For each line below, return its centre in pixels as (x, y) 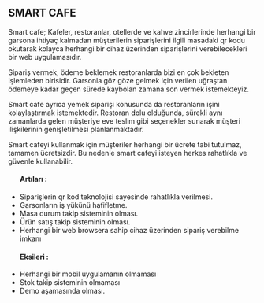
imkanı (30, 238)
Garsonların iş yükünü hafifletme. (73, 205)
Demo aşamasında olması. (62, 291)
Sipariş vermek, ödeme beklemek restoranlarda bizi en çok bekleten (119, 72)
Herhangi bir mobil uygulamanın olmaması (88, 274)
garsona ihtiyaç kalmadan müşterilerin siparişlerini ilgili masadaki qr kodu (127, 40)
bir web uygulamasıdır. (45, 57)
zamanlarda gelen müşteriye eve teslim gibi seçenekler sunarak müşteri (125, 120)
